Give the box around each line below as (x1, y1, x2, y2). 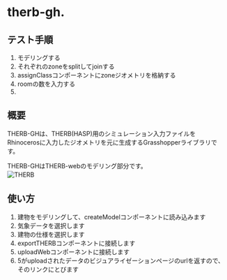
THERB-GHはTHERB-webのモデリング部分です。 (7, 161, 148, 170)
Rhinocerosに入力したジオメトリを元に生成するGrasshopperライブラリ (7, 138, 211, 147)
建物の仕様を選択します (17, 230, 85, 238)
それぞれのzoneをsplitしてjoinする (17, 62, 115, 71)
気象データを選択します (17, 221, 85, 230)
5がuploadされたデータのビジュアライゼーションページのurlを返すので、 (17, 256, 225, 265)
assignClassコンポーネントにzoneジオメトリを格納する (17, 71, 176, 79)
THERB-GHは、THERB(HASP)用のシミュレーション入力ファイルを (7, 129, 196, 138)
